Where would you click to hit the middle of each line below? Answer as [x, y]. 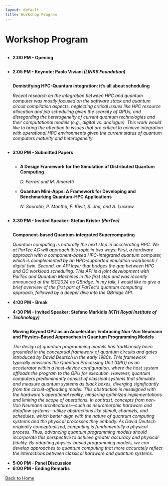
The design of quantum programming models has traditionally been [82, 347]
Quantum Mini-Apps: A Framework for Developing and [78, 191]
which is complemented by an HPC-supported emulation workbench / [85, 261]
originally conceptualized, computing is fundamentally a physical [80, 427]
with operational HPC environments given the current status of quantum [87, 133]
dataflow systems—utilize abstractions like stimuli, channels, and [80, 411]
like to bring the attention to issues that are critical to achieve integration [88, 128]
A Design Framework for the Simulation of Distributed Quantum [87, 167]
